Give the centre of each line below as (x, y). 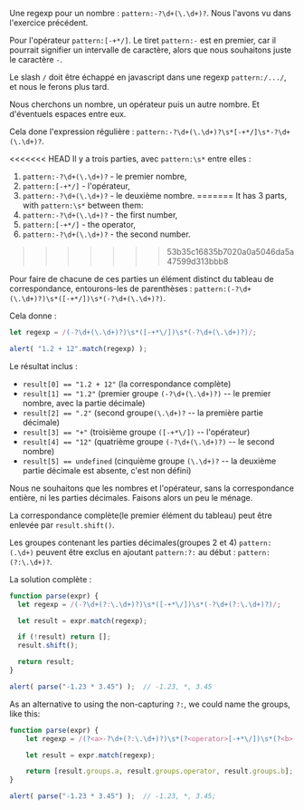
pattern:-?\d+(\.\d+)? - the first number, (100, 215)
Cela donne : (33, 316)
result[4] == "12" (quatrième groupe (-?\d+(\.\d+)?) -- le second (148, 441)
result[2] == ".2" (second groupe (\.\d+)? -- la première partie (143, 413)
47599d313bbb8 (198, 261)
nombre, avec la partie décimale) (84, 403)
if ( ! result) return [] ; (64, 637)
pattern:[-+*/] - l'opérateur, (76, 186)
